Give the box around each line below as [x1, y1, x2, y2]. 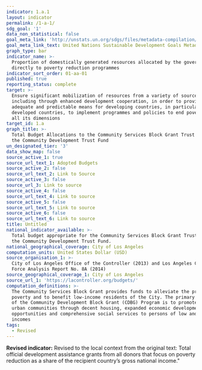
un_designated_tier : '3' [6, 143, 69, 149]
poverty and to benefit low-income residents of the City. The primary [11, 294, 195, 300]
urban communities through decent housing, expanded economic [11, 305, 171, 312]
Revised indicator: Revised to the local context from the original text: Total [6, 344, 191, 351]
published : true [6, 76, 47, 82]
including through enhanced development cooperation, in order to [11, 98, 182, 104]
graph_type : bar [6, 48, 47, 54]
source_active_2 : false [6, 165, 66, 171]
